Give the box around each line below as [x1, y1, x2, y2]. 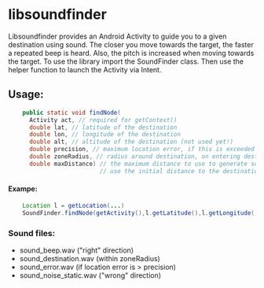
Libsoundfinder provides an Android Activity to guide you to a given [8, 31, 227, 41]
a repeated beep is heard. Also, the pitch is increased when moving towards [8, 48, 255, 57]
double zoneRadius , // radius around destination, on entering [28, 153, 241, 161]
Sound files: [8, 227, 56, 238]
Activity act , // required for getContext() [28, 116, 178, 124]
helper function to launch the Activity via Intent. [8, 65, 162, 74]
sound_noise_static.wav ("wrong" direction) [19, 270, 162, 280]
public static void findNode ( [22, 109, 122, 116]
